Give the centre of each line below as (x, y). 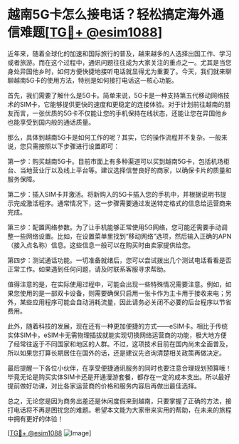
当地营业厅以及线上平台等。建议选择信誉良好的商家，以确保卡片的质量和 (126, 170)
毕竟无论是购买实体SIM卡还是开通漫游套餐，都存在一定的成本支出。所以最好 (119, 377)
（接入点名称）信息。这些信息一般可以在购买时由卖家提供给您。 (101, 245)
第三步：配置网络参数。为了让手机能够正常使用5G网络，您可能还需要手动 (115, 227)
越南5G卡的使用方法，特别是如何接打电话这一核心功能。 (95, 80)
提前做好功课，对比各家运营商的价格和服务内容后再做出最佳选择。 (104, 386)
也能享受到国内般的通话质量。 (51, 122)
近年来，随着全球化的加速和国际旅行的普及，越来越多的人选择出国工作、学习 (119, 53)
